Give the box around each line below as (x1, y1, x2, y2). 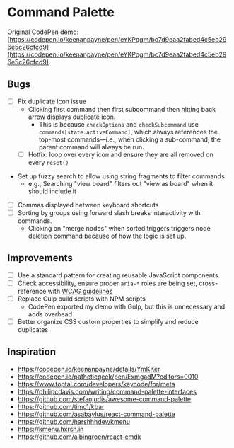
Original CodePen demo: (7, 28, 79, 36)
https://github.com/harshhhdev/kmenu (17, 417, 131, 425)
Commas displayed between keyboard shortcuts (17, 200, 159, 209)
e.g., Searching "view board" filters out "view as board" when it (28, 179, 213, 188)
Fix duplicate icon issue (17, 97, 87, 105)
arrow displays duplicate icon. (28, 113, 116, 121)
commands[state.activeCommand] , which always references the (38, 127, 218, 136)
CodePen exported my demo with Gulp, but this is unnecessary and (28, 302, 226, 311)
